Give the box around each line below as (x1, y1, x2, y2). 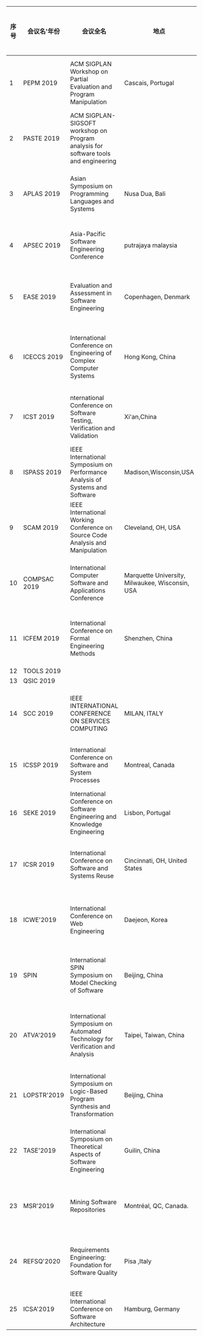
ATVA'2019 (23, 1031, 56, 1039)
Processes (69, 776, 100, 784)
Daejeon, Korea (124, 916, 168, 924)
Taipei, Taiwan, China (124, 1031, 185, 1039)
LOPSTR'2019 (23, 1091, 65, 1099)
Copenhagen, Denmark (124, 293, 190, 301)
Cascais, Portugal (124, 79, 174, 87)
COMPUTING (69, 725, 108, 733)
